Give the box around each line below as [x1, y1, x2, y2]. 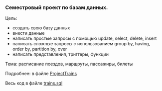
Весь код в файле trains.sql [5, 80, 63, 86]
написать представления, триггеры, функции [12, 51, 109, 57]
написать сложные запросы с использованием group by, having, [12, 41, 151, 47]
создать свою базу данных [12, 25, 70, 31]
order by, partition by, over [12, 46, 67, 52]
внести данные [12, 30, 45, 36]
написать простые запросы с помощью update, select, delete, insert [12, 35, 157, 41]
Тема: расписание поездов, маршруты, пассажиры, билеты [5, 61, 133, 67]
